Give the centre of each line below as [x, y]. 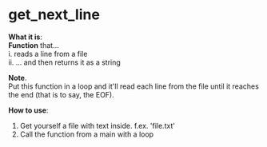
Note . [18, 77]
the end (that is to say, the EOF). [61, 94]
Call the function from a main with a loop [87, 134]
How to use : [28, 110]
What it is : [25, 37]
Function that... [34, 45]
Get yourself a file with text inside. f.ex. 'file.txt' [98, 125]
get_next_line [54, 15]
